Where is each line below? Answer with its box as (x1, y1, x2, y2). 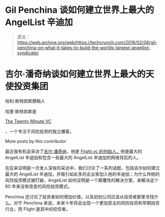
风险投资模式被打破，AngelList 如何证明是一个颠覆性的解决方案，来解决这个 (5, 177, 159, 183)
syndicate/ (17, 50, 39, 55)
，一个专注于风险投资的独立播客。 (5, 128, 74, 134)
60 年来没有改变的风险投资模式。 (5, 183, 72, 189)
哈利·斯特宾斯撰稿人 (5, 98, 46, 104)
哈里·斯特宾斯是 (5, 108, 37, 114)
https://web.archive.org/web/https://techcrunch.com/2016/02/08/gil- (17, 39, 158, 45)
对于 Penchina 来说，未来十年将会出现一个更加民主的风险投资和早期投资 (13, 200, 160, 206)
